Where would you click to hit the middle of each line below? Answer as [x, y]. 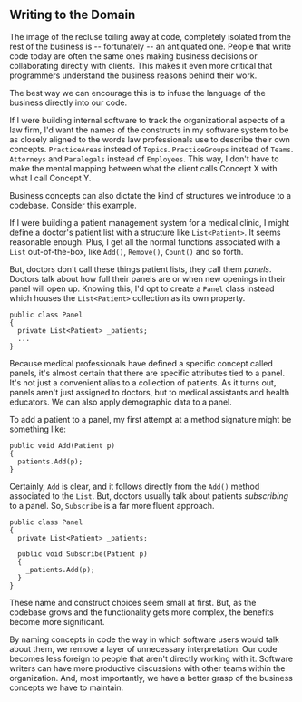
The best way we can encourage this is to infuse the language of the [137, 93]
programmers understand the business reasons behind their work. [133, 75]
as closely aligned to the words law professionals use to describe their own [150, 139]
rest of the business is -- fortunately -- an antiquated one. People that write [151, 46]
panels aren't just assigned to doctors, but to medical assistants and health [150, 392]
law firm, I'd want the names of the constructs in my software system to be [149, 130]
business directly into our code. [68, 102]
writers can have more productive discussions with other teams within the [147, 668]
